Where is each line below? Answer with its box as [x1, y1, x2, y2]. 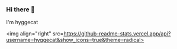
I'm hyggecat [6, 19, 38, 26]
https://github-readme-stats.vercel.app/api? [63, 30, 171, 37]
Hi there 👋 [6, 5, 36, 14]
